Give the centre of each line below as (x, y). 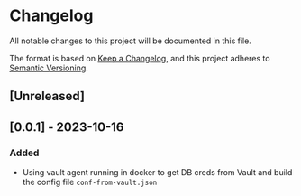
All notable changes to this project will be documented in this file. (131, 41)
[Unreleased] (47, 96)
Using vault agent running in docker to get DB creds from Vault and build (157, 173)
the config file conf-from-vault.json (90, 182)
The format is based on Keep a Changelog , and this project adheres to (140, 58)
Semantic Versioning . (49, 68)
